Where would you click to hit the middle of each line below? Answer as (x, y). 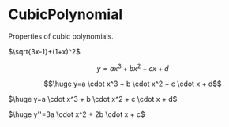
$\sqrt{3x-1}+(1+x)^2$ (44, 51)
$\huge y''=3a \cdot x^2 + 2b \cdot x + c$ (77, 114)
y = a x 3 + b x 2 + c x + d (133, 67)
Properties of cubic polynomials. (61, 36)
